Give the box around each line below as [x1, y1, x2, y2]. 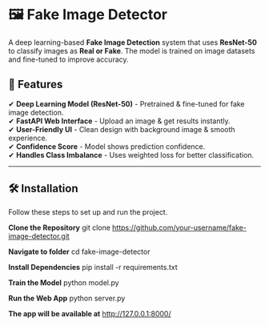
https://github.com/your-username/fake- [111, 223, 247, 232]
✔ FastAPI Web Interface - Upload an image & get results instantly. [8, 116, 231, 126]
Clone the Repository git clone [8, 223, 110, 232]
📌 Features [8, 78, 63, 91]
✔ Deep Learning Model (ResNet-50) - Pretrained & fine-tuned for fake [8, 99, 246, 108]
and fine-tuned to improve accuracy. [8, 54, 130, 64]
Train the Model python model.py [8, 277, 119, 288]
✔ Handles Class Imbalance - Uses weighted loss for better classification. [8, 150, 255, 159]
